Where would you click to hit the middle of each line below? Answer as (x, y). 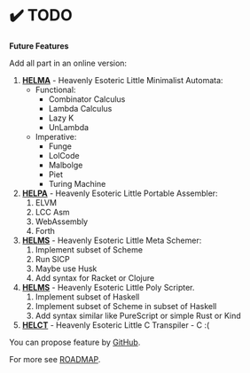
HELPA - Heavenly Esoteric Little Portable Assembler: (120, 193)
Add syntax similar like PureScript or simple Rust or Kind (138, 315)
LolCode (64, 155)
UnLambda (69, 127)
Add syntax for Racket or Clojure (95, 277)
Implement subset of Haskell (87, 297)
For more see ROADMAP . (55, 359)
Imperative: (56, 136)
